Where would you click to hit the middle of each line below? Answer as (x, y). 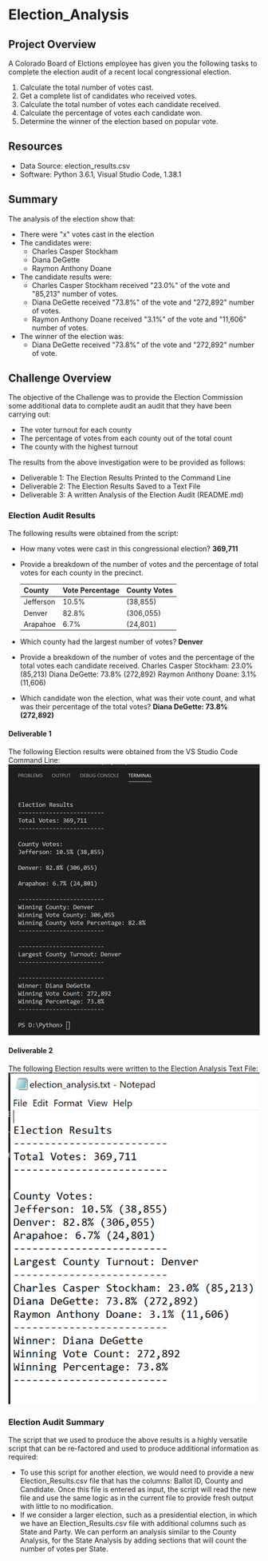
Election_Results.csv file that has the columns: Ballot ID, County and (131, 1480)
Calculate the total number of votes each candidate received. (120, 104)
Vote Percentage (91, 590)
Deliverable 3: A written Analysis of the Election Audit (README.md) (132, 495)
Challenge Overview (60, 379)
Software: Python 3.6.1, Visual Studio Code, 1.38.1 (100, 174)
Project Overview (52, 44)
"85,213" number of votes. (75, 293)
